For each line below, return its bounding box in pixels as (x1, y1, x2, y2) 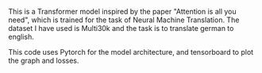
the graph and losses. (8, 56, 79, 65)
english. (8, 32, 34, 41)
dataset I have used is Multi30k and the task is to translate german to (8, 24, 234, 33)
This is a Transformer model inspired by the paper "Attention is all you (8, 7, 237, 16)
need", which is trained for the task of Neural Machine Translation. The (8, 15, 240, 25)
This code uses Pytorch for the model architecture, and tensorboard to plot (8, 48, 254, 56)
